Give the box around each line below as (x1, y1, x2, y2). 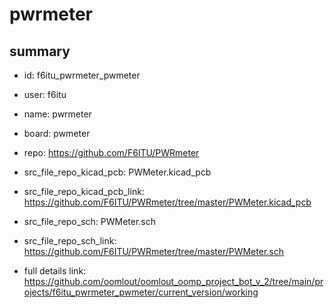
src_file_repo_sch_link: (23, 235, 117, 247)
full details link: (23, 265, 87, 277)
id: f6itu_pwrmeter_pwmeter (23, 69, 141, 81)
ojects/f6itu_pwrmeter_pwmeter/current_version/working (23, 286, 259, 298)
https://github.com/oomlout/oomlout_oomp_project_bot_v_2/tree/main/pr (23, 276, 324, 287)
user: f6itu (23, 89, 67, 100)
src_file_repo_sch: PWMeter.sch (23, 216, 157, 227)
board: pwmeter (23, 128, 91, 139)
